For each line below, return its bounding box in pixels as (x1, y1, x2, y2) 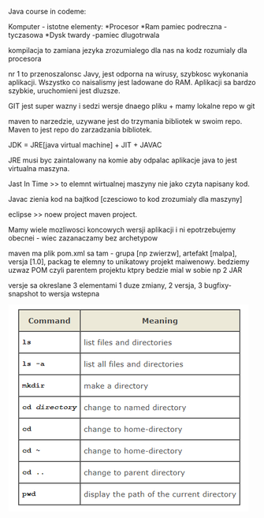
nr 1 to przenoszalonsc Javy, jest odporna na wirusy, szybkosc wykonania (8, 69, 248, 78)
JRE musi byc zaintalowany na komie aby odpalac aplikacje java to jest (8, 155, 238, 165)
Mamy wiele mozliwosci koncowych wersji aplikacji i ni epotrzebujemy (8, 225, 236, 234)
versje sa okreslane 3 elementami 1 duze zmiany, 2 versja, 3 (8, 281, 203, 290)
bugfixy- (203, 281, 232, 290)
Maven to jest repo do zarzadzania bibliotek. (8, 125, 152, 134)
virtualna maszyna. (8, 164, 70, 173)
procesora (8, 54, 42, 63)
